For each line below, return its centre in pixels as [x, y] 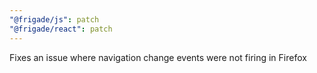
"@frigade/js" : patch [54, 19]
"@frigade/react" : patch [61, 29]
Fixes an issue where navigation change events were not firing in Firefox [158, 57]
